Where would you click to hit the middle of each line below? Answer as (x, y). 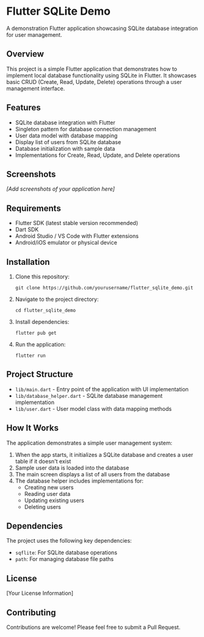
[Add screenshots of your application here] (60, 189)
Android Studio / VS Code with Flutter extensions (77, 236)
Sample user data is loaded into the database (72, 468)
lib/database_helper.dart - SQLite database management (89, 395)
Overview (25, 54)
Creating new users (49, 487)
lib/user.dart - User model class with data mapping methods (93, 408)
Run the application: (40, 344)
